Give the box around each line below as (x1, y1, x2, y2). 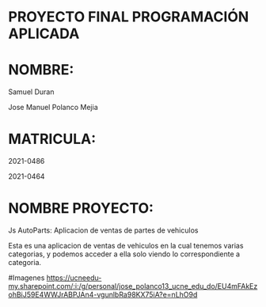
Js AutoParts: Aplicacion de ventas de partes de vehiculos (8, 226, 199, 235)
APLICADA (8, 25, 80, 43)
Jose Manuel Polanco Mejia (8, 103, 98, 112)
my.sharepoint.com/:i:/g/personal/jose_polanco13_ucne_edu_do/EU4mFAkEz (8, 282, 258, 290)
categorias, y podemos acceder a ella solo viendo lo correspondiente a (8, 249, 240, 259)
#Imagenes (8, 273, 45, 282)
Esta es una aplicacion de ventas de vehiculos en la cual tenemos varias (8, 241, 244, 250)
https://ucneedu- (46, 273, 102, 282)
